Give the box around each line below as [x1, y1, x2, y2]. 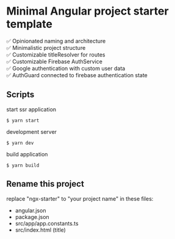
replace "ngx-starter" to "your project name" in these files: [6, 195, 154, 202]
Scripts [6, 89, 35, 100]
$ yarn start [6, 117, 40, 123]
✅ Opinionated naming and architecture [6, 37, 106, 44]
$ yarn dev [6, 140, 34, 146]
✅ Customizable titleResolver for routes [6, 50, 105, 58]
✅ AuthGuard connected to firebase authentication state [6, 71, 148, 78]
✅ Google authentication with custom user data [6, 64, 126, 72]
